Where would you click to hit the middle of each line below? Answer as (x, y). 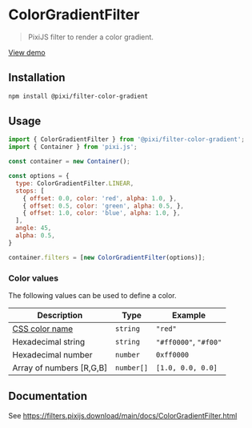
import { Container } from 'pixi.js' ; (73, 147)
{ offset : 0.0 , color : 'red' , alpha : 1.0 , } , (100, 198)
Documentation (48, 396)
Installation (37, 78)
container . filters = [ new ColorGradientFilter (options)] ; (107, 257)
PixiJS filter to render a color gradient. (91, 37)
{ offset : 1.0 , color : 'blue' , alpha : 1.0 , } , (102, 213)
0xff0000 (172, 355)
